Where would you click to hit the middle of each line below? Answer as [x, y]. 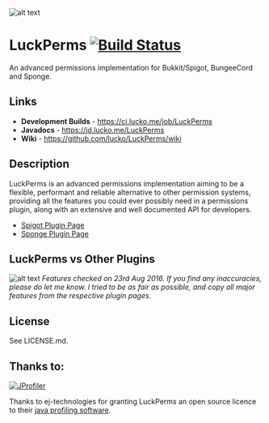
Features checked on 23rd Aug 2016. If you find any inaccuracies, [151, 279]
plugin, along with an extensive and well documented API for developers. [130, 209]
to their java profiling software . [60, 410]
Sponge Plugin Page [55, 233]
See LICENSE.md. [39, 341]
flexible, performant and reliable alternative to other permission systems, [130, 192]
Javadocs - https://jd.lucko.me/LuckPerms [92, 130]
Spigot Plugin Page [53, 225]
